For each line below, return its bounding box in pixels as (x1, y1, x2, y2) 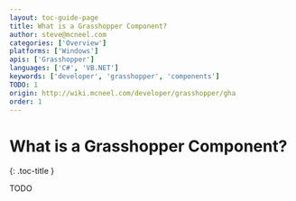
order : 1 (9, 96, 42, 106)
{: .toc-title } (9, 166, 55, 177)
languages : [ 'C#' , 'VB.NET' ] (9, 64, 119, 73)
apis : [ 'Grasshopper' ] (9, 55, 95, 64)
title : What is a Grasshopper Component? (9, 22, 168, 31)
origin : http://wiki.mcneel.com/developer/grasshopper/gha (9, 88, 236, 97)
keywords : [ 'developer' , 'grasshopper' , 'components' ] (9, 72, 220, 81)
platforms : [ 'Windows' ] (9, 47, 99, 56)
